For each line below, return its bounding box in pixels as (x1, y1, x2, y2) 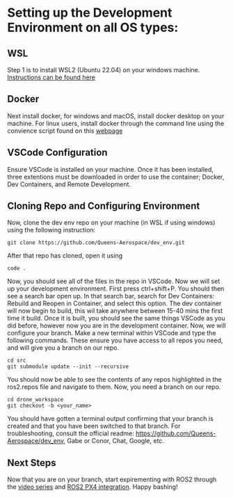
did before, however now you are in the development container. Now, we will (7, 321, 226, 330)
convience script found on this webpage (7, 127, 123, 135)
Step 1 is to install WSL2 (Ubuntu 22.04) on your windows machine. (7, 66, 200, 74)
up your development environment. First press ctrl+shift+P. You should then (7, 284, 225, 293)
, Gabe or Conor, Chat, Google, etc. (63, 437, 165, 445)
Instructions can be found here (7, 73, 96, 81)
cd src (7, 357, 26, 364)
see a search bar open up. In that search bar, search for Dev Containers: (7, 292, 215, 300)
